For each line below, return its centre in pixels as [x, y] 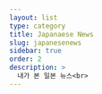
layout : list [34, 17]
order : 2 [25, 59]
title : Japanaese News [51, 34]
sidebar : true [36, 51]
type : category [38, 26]
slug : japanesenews [46, 43]
